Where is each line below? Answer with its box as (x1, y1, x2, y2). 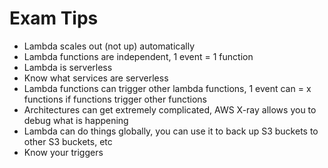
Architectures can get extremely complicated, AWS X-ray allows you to (23, 103, 317, 116)
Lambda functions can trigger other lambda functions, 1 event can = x (23, 82, 312, 94)
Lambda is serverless (23, 61, 113, 73)
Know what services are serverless (23, 72, 169, 84)
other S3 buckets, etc (23, 135, 113, 147)
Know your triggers (23, 146, 104, 158)
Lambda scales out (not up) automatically (23, 40, 196, 52)
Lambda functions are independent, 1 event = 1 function (23, 50, 254, 62)
